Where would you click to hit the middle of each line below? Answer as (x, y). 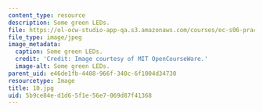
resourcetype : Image (42, 81)
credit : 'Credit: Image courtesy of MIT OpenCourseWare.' (112, 59)
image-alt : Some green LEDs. (63, 66)
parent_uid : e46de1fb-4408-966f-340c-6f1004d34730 (92, 73)
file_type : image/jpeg (45, 37)
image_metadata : (34, 45)
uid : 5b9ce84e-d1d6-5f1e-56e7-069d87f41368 (80, 95)
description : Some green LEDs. (59, 23)
